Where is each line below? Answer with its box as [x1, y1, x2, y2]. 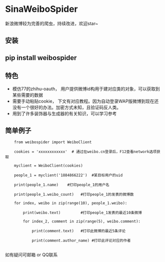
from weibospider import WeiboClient [14, 140, 92, 145]
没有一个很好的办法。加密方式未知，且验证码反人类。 [12, 104, 121, 110]
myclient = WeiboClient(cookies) [14, 163, 83, 168]
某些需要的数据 [12, 92, 43, 98]
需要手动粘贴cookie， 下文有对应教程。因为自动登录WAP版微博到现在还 [12, 98, 159, 104]
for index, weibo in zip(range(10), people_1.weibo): [14, 201, 127, 206]
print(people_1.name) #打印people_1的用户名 [14, 182, 110, 188]
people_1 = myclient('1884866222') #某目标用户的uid [14, 173, 123, 178]
